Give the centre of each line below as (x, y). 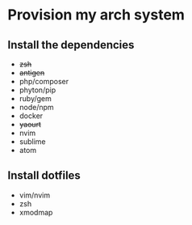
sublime (32, 142)
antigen (32, 73)
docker (31, 116)
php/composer (44, 81)
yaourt (30, 124)
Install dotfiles (44, 176)
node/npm (36, 107)
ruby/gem (35, 98)
